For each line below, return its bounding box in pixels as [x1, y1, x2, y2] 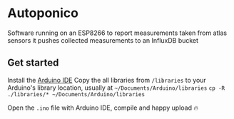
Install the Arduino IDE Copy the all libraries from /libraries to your [7, 76, 207, 84]
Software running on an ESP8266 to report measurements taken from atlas [7, 29, 227, 37]
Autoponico [7, 5, 78, 21]
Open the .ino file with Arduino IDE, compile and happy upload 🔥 [7, 103, 198, 112]
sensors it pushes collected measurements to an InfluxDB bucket [7, 36, 198, 44]
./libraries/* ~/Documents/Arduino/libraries [7, 90, 145, 98]
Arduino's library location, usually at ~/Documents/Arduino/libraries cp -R [7, 83, 225, 92]
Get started [7, 57, 59, 69]
